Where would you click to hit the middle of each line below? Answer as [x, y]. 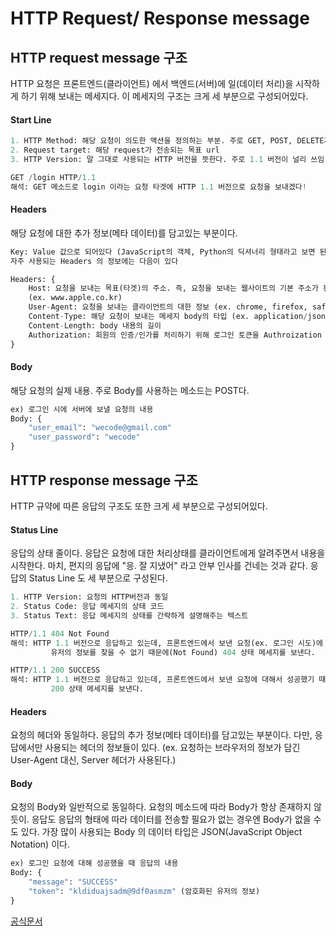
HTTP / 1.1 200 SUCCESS [55, 670]
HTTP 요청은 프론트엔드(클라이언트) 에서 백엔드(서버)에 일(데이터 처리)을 [152, 83]
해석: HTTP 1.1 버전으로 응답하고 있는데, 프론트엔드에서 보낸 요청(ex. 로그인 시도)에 [167, 643]
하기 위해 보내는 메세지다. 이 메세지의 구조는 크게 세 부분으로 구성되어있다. [164, 96]
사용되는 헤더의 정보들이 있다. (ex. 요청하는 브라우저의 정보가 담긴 [172, 748]
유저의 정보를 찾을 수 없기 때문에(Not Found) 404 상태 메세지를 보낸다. [183, 652]
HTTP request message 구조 [99, 57]
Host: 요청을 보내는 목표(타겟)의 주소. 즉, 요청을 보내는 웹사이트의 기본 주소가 [173, 288]
